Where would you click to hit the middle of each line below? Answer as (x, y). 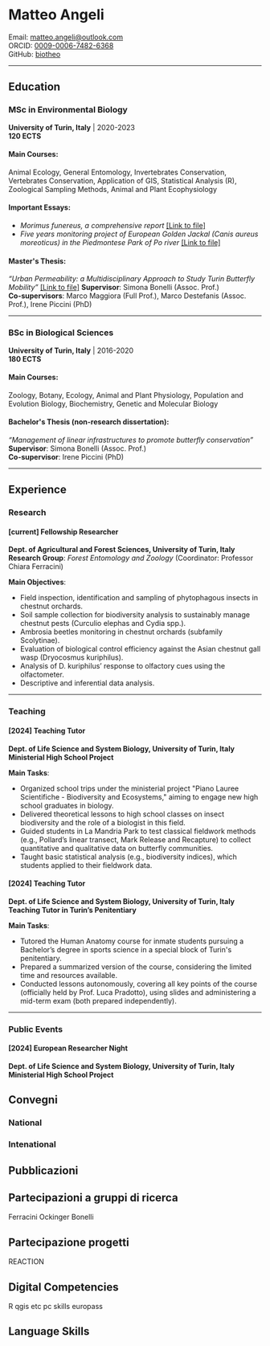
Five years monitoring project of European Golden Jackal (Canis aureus (139, 234)
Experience (37, 490)
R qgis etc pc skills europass (55, 1306)
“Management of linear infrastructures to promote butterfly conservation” (131, 440)
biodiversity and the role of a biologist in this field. (103, 822)
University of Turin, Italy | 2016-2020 (71, 350)
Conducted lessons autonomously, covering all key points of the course (139, 984)
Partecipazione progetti (69, 1242)
